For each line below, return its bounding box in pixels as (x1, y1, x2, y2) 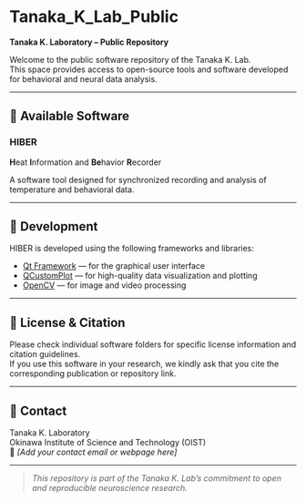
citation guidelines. (9, 349, 81, 360)
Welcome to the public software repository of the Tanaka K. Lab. (9, 54, 251, 65)
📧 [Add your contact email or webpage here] (9, 446, 178, 457)
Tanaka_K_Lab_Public (9, 6, 179, 27)
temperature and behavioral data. (9, 184, 135, 195)
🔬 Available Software (9, 108, 130, 124)
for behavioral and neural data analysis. (9, 73, 158, 84)
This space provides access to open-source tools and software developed (9, 64, 289, 75)
